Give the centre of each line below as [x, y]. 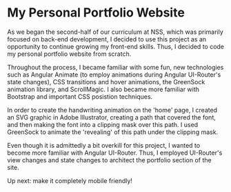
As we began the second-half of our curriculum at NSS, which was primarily [115, 32]
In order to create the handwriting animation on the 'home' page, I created [112, 110]
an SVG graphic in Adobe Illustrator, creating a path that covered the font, [111, 117]
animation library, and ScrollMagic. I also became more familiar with [103, 89]
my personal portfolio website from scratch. [69, 54]
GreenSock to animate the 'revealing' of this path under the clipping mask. [113, 132]
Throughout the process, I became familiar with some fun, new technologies [115, 67]
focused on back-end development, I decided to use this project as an [107, 39]
